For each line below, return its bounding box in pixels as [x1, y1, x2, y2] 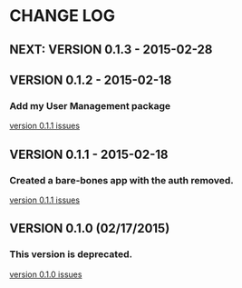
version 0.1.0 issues [9, 269, 82, 280]
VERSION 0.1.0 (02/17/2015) [9, 221, 170, 236]
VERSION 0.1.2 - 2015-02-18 [9, 72, 172, 87]
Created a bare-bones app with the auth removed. [9, 174, 234, 186]
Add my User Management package [9, 99, 171, 112]
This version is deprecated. [9, 248, 133, 261]
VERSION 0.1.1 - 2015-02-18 [9, 146, 169, 162]
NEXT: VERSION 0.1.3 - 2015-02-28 [9, 42, 213, 57]
